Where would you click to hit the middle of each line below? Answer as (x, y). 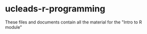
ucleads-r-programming (55, 9)
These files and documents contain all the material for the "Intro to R (73, 22)
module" (14, 27)
